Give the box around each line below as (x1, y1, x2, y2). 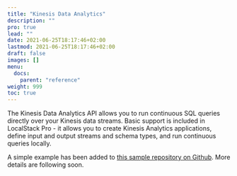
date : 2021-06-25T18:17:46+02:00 (7, 37, 106, 44)
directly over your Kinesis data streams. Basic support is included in (7, 116, 205, 125)
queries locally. (7, 139, 52, 148)
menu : (7, 63, 23, 70)
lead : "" (7, 30, 33, 38)
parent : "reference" (20, 76, 81, 84)
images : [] (7, 57, 40, 64)
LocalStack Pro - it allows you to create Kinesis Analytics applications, (7, 124, 212, 133)
